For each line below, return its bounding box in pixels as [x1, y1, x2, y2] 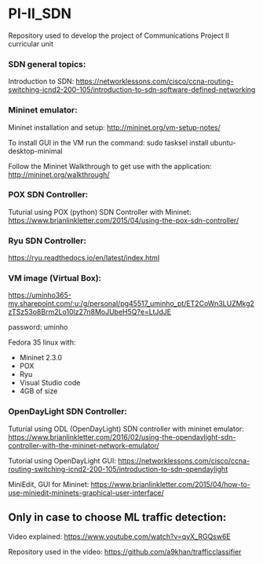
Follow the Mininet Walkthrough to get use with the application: [8, 161, 212, 171]
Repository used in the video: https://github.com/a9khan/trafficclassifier [8, 547, 242, 556]
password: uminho [8, 323, 68, 332]
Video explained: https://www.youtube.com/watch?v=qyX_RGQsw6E [8, 532, 232, 541]
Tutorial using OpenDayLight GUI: [8, 455, 116, 465]
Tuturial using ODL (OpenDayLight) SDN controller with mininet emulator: [8, 424, 245, 433]
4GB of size [19, 386, 58, 396]
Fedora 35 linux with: [8, 337, 76, 347]
